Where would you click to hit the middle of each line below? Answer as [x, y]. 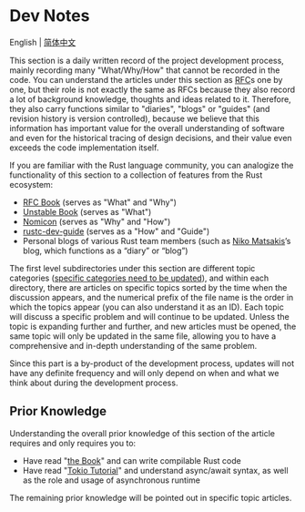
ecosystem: [31, 184]
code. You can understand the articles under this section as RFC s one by [146, 79]
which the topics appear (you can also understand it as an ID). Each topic [147, 307]
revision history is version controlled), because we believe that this [134, 118]
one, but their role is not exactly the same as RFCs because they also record [152, 89]
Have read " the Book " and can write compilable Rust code [132, 460]
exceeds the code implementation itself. [84, 148]
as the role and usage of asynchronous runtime [111, 480]
